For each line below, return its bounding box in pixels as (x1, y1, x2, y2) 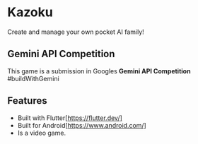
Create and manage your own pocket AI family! (7, 28, 145, 36)
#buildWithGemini (7, 74, 60, 83)
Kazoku (7, 4, 53, 20)
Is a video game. (17, 128, 66, 137)
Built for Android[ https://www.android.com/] (17, 121, 146, 129)
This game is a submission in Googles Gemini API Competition (7, 66, 191, 75)
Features (7, 95, 47, 107)
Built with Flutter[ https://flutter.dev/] (17, 114, 122, 122)
